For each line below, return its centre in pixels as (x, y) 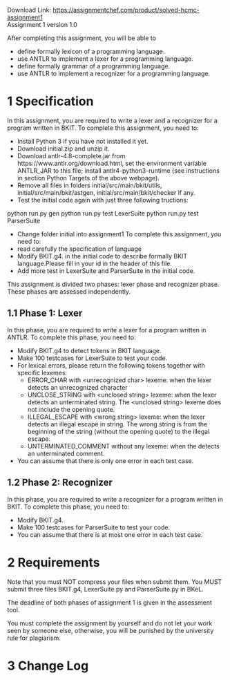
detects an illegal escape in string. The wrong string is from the (117, 424)
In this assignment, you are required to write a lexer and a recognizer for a (112, 120)
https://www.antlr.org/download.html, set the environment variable (112, 163)
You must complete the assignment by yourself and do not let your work (110, 623)
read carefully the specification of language (79, 249)
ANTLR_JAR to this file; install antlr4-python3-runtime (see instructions (118, 170)
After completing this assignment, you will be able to (82, 38)
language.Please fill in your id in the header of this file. (95, 263)
